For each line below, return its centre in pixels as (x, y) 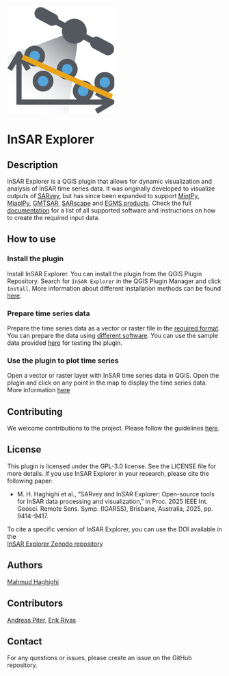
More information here (39, 390)
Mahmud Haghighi (33, 581)
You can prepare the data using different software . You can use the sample (113, 335)
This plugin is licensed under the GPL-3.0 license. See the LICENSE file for (112, 466)
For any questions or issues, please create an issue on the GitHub (100, 658)
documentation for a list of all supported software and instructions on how (111, 210)
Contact (25, 641)
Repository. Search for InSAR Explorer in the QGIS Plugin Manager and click (114, 281)
